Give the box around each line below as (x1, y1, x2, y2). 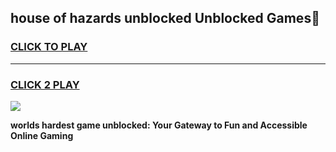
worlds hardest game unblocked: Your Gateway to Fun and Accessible (10, 119, 308, 131)
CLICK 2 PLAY (10, 77, 80, 91)
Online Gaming (10, 129, 74, 141)
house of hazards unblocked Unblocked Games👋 (10, 10, 320, 27)
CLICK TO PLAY (10, 40, 88, 54)
